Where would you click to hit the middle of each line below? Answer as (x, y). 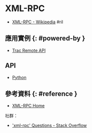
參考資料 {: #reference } (41, 93)
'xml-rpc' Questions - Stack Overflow (49, 125)
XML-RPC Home (28, 106)
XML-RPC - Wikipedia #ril (38, 22)
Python (19, 77)
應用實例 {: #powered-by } (45, 39)
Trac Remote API (29, 50)
